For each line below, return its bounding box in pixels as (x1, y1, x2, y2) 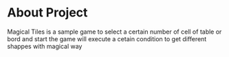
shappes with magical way (7, 42, 83, 50)
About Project (7, 5, 88, 21)
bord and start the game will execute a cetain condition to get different (7, 34, 207, 43)
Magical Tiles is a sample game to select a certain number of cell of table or (7, 27, 222, 36)
